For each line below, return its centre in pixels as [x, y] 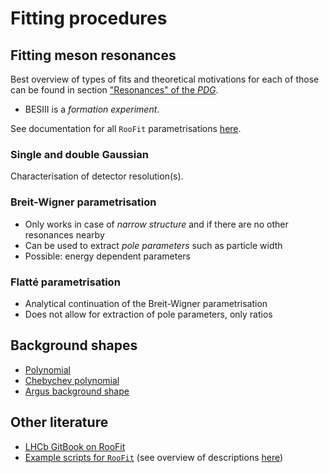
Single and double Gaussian [79, 154]
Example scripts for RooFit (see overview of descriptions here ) [154, 457]
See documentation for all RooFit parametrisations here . [126, 128]
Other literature [59, 422]
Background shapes [74, 345]
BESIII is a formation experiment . [92, 109]
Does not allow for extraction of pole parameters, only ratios [148, 314]
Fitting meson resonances [93, 55]
